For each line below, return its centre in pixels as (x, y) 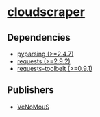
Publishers (30, 90)
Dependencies (39, 38)
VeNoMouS (33, 107)
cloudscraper (46, 12)
